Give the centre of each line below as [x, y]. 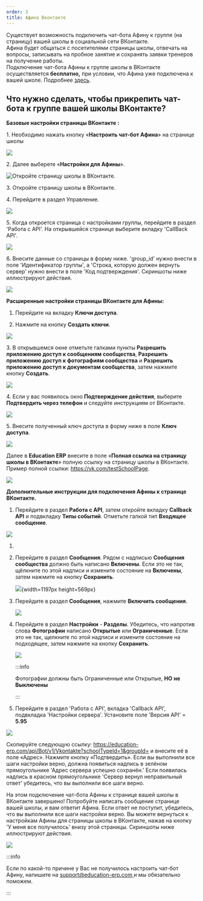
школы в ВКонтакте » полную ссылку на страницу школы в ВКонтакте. [98, 462]
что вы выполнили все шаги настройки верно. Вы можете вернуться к [98, 814]
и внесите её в [169, 751]
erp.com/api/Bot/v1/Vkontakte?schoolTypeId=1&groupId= [78, 751]
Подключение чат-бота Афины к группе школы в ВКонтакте [83, 67]
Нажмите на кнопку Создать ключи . [63, 324]
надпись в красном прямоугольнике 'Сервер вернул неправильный [94, 777]
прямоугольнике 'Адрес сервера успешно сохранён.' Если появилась [97, 770]
